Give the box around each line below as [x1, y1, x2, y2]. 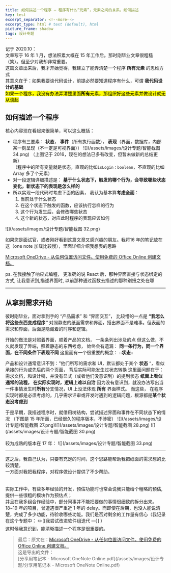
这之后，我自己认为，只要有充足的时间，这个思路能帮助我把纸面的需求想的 [5, 456, 161, 462]
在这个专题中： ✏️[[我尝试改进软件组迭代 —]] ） [5, 517, 105, 524]
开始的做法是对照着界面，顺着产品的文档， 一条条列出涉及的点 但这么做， [5, 336, 159, 343]
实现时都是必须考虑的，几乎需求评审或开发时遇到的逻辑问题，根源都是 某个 [5, 392, 161, 398]
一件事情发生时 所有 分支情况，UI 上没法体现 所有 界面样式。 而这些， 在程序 [5, 385, 163, 392]
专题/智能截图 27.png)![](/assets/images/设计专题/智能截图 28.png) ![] [9, 422, 156, 428]
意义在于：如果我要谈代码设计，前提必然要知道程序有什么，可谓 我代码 [9, 77, 158, 84]
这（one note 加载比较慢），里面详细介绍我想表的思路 [5, 243, 117, 249]
